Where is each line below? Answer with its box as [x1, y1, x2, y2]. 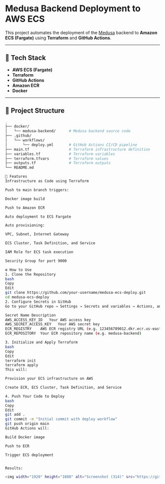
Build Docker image [5, 434, 45, 440]
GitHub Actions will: [5, 426, 50, 431]
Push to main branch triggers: [5, 187, 69, 192]
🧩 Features [5, 174, 27, 179]
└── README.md [5, 165, 34, 170]
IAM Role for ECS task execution [5, 250, 74, 255]
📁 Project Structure [5, 107, 65, 115]
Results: [5, 465, 23, 471]
